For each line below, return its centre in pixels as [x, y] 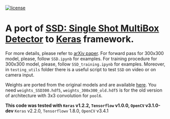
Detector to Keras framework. [70, 39]
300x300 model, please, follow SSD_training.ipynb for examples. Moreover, [85, 64]
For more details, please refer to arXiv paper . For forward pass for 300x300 [85, 53]
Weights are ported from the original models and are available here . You [81, 84]
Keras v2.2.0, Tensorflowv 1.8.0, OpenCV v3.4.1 [62, 111]
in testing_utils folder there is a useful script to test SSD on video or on [81, 69]
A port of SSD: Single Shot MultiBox [82, 28]
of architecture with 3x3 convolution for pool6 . [54, 95]
